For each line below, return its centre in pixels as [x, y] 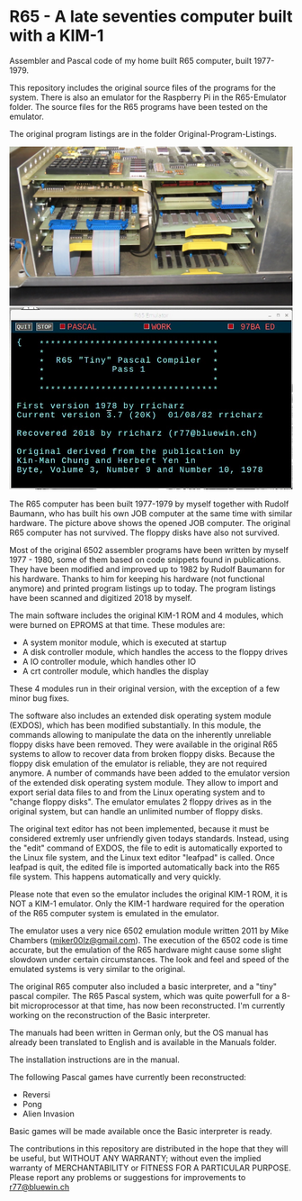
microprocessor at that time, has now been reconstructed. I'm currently [153, 1005]
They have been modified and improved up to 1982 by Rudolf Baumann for [147, 569]
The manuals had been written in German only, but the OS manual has [139, 1033]
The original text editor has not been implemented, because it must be [139, 829]
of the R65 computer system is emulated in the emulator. [114, 914]
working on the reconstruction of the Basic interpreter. [110, 1015]
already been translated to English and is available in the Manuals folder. [143, 1042]
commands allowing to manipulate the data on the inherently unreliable [140, 735]
